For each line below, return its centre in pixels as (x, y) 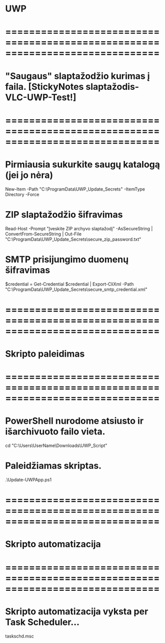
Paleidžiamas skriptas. (53, 466)
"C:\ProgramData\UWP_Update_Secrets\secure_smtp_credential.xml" (76, 289)
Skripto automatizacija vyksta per (77, 611)
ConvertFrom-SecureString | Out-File (43, 234)
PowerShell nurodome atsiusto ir (74, 421)
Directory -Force (22, 194)
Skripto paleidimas (45, 354)
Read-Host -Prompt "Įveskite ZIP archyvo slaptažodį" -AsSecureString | (79, 228)
